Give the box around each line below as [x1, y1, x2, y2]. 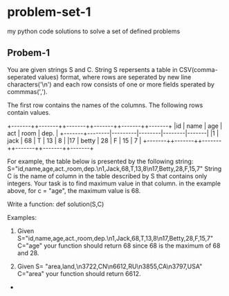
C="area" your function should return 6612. [17, 269, 141, 277]
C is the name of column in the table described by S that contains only [7, 172, 208, 180]
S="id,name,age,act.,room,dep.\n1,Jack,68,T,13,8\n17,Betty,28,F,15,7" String [7, 164, 222, 173]
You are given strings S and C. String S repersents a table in [7, 65, 178, 73]
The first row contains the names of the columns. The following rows [7, 101, 203, 109]
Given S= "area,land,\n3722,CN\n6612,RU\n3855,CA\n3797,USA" [17, 262, 203, 270]
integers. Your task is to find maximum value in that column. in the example [7, 179, 221, 187]
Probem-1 [7, 47, 51, 59]
